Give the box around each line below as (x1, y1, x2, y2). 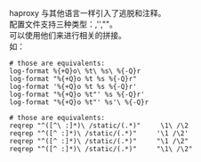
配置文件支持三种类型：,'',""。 (9, 19, 118, 29)
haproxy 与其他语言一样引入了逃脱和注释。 (9, 8, 166, 18)
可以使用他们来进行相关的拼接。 (9, 30, 126, 40)
